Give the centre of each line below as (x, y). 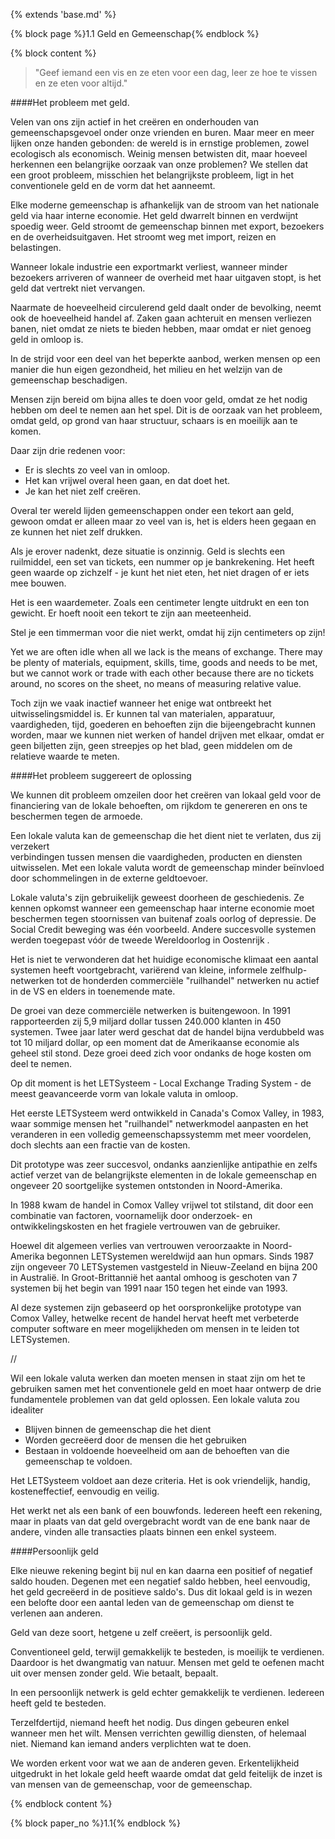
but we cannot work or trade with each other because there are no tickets (162, 673)
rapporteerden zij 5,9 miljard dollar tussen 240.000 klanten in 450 (146, 1021)
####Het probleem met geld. (70, 102)
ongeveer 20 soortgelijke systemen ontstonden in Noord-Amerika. (146, 1185)
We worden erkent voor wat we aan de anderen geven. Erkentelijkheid (155, 1763)
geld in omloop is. (47, 339)
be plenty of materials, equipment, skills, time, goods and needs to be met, (164, 662)
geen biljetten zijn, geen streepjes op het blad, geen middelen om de (151, 745)
